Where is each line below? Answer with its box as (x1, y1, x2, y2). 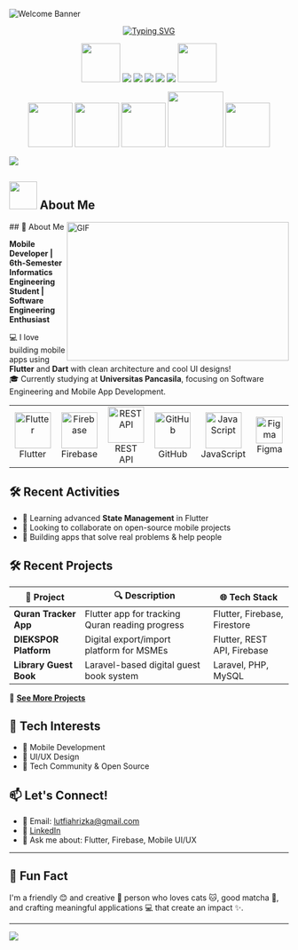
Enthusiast (9, 313, 51, 324)
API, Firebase (212, 645, 269, 657)
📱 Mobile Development (21, 742, 106, 753)
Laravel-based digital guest (84, 659, 201, 671)
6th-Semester (9, 257, 63, 268)
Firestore (212, 619, 251, 631)
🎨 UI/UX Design (21, 751, 80, 763)
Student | (9, 285, 44, 297)
